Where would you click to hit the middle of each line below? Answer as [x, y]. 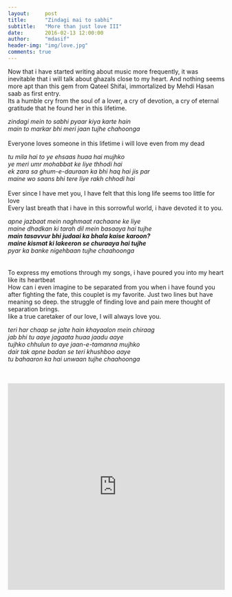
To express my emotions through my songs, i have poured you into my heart [116, 272]
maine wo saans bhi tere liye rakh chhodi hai [72, 178]
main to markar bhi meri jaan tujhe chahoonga [74, 129]
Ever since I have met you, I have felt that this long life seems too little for [112, 193]
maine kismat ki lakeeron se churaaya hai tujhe [77, 243]
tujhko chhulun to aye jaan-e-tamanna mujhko [74, 344]
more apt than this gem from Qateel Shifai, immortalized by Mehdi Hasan [111, 86]
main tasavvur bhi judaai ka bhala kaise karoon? [79, 235]
